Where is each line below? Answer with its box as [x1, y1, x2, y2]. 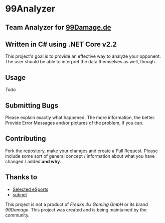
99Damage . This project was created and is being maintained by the [5, 206, 147, 212]
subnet [12, 191, 28, 197]
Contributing [5, 134, 46, 143]
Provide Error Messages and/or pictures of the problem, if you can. [5, 120, 144, 126]
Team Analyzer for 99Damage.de [5, 23, 111, 32]
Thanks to [5, 173, 38, 181]
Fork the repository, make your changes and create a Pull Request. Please [5, 148, 158, 154]
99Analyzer [5, 3, 56, 15]
